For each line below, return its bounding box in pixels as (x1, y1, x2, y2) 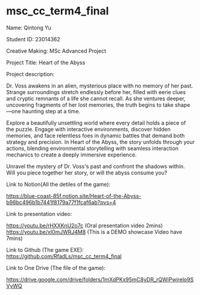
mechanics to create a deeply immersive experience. (6, 151, 137, 158)
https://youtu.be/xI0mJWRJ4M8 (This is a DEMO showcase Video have (6, 228, 183, 235)
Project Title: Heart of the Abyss (6, 59, 86, 66)
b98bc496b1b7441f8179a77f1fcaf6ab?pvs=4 (6, 198, 116, 206)
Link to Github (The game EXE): (6, 246, 84, 253)
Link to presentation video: (6, 210, 72, 217)
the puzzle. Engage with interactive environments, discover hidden (6, 125, 171, 133)
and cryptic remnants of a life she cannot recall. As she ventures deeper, (6, 95, 186, 102)
